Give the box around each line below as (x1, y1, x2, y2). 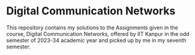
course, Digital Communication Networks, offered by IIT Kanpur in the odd (6, 30, 190, 37)
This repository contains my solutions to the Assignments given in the (6, 24, 179, 31)
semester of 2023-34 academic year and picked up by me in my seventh (6, 36, 187, 44)
